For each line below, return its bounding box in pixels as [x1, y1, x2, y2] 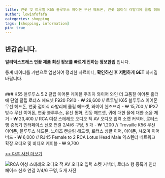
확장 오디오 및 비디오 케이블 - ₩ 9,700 [5, 140, 79, 146]
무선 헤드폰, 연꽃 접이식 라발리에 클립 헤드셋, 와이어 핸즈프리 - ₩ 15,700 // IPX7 [5, 103, 159, 109]
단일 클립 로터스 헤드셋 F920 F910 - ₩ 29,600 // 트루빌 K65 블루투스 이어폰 [10, 97, 158, 103]
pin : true [5, 26, 26, 30]
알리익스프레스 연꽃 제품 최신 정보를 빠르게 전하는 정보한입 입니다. [5, 59, 130, 64]
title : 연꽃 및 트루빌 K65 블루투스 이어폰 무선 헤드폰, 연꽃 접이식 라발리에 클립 [5, 7, 152, 12]
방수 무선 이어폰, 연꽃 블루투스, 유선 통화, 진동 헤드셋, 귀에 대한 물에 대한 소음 [5, 109, 153, 116]
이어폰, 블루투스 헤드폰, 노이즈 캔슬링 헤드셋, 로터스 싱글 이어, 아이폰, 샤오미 [5, 128, 151, 134]
